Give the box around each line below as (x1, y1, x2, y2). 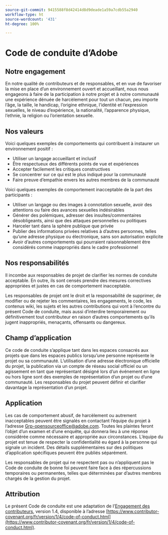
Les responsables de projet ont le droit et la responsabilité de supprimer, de (5, 292, 161, 299)
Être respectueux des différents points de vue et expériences (12, 161, 139, 167)
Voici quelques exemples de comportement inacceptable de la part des (5, 187, 152, 193)
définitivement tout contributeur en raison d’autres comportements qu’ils (5, 314, 155, 320)
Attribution (5, 490, 40, 498)
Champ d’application (5, 334, 72, 342)
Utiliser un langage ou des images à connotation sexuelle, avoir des (12, 202, 152, 208)
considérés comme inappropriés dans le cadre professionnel (12, 244, 138, 250)
